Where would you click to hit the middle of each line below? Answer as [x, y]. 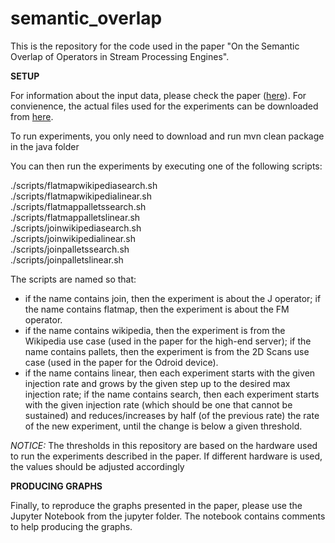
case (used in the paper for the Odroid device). [121, 362]
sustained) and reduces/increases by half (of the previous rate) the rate [172, 415]
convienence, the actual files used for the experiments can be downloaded [164, 106]
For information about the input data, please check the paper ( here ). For [158, 95]
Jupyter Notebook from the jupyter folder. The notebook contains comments [168, 516]
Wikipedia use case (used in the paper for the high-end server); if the [168, 341]
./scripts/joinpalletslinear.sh [67, 259]
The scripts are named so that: [73, 279]
